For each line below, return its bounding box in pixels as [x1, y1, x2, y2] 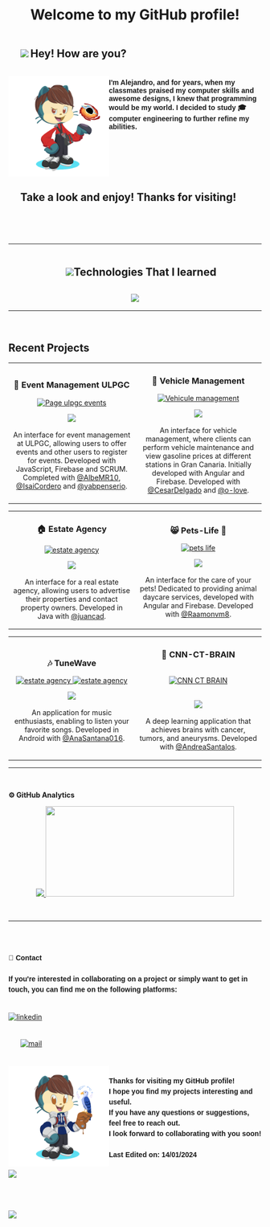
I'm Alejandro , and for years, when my [108, 78, 235, 88]
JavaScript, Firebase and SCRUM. [15, 464, 128, 473]
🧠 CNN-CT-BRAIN [161, 648, 235, 660]
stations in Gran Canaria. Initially [145, 460, 252, 469]
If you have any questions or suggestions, [108, 1108, 250, 1118]
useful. [108, 1098, 133, 1106]
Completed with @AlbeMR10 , [22, 472, 121, 482]
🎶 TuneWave [47, 657, 96, 669]
